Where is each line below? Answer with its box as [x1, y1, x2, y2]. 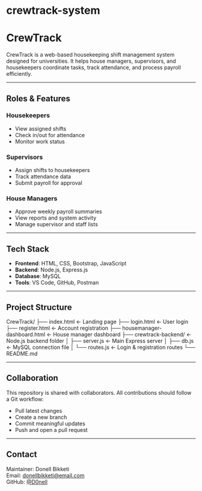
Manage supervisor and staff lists [14, 221, 98, 228]
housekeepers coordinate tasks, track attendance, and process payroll [6, 64, 182, 71]
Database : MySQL [14, 273, 61, 280]
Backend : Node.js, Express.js [14, 266, 88, 274]
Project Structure [6, 302, 72, 312]
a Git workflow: [6, 395, 44, 403]
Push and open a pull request [14, 426, 88, 433]
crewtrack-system [6, 4, 100, 17]
